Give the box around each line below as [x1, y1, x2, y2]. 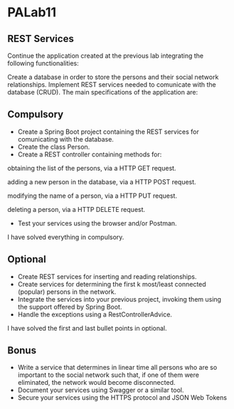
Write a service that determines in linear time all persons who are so [17, 363, 218, 372]
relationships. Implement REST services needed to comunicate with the [7, 80, 216, 89]
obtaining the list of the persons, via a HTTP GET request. [7, 164, 176, 172]
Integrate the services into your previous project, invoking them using [17, 294, 222, 303]
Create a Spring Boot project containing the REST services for [17, 127, 199, 136]
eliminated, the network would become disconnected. [17, 378, 176, 387]
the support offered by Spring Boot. [17, 302, 122, 311]
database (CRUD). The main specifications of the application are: [7, 88, 198, 96]
